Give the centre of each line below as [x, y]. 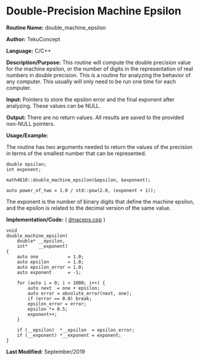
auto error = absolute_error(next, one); [80, 293]
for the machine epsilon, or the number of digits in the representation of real [100, 69]
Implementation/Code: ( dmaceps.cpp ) [56, 219]
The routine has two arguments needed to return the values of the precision [99, 147]
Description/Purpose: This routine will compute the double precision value [99, 62]
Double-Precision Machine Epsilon [94, 11]
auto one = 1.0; [50, 257]
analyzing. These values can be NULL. [53, 105]
